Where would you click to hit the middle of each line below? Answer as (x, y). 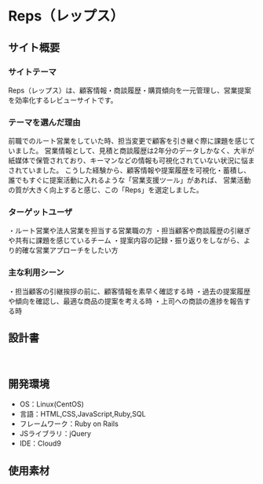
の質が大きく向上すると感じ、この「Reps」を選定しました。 (106, 190)
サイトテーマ (33, 71)
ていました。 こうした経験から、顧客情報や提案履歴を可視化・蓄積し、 (136, 170)
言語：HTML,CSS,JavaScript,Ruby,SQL (83, 414)
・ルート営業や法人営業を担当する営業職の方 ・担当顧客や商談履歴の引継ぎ (130, 231)
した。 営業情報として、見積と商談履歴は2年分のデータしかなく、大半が (138, 151)
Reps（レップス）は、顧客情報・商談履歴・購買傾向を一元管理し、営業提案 (130, 90)
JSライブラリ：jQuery (55, 434)
